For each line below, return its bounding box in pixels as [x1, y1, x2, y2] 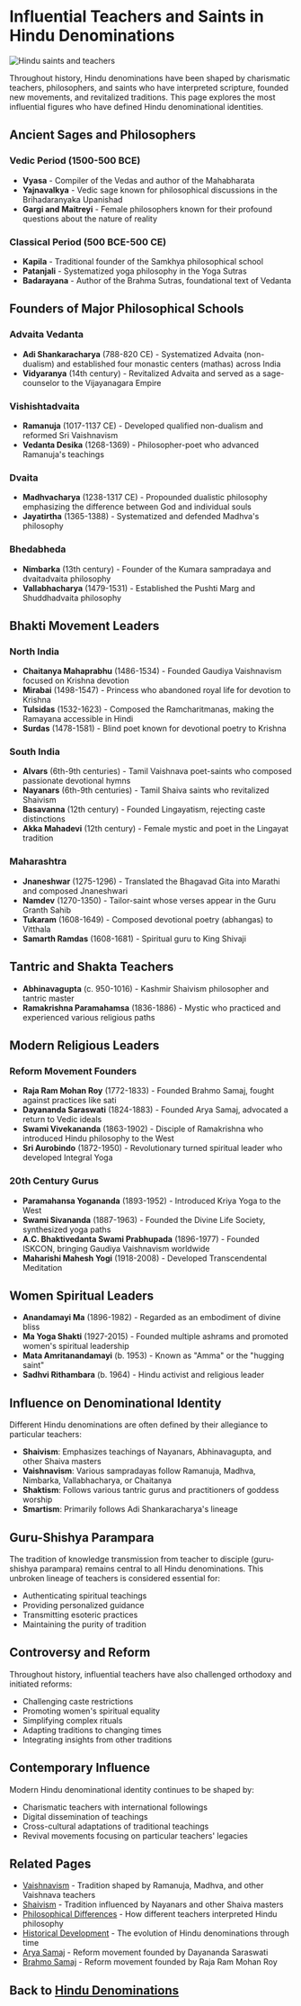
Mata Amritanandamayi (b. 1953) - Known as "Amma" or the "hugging [22, 1350, 285, 1361]
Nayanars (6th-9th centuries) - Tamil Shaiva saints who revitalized [22, 785, 270, 796]
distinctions [22, 814, 66, 824]
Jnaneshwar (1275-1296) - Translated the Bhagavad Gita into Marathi [22, 876, 280, 886]
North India [9, 645, 60, 658]
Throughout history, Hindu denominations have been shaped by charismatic [9, 72, 290, 83]
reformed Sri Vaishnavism [22, 429, 119, 440]
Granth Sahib [22, 904, 72, 915]
